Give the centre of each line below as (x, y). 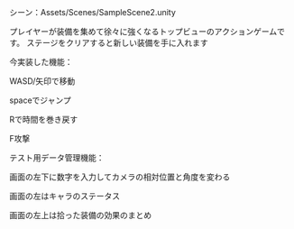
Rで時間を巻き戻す (44, 119)
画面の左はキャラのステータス (64, 196)
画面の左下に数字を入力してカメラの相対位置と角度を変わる (120, 177)
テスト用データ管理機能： (57, 158)
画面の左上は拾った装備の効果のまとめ (80, 215)
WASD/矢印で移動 (42, 81)
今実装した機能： (41, 62)
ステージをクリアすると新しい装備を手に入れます (118, 43)
